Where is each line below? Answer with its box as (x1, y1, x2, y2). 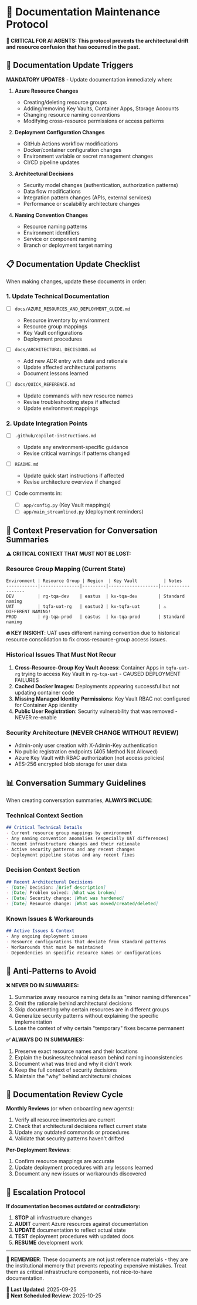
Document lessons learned (23, 370, 89, 377)
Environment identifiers (23, 229, 80, 236)
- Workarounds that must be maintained (6, 944, 104, 950)
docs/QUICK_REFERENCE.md (14, 382, 76, 388)
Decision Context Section (6, 866, 80, 874)
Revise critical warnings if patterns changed (23, 450, 130, 457)
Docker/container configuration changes (23, 146, 122, 153)
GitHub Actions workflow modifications (23, 140, 118, 147)
